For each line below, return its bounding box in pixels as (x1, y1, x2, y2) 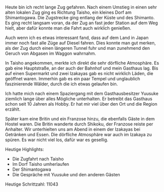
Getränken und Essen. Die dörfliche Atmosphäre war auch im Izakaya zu (5, 132, 152, 137)
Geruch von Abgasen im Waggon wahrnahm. (5, 50, 97, 56)
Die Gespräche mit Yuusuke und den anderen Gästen (12, 172, 121, 177)
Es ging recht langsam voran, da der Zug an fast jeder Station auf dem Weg (5, 20, 158, 26)
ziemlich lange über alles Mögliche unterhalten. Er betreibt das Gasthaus (5, 96, 153, 102)
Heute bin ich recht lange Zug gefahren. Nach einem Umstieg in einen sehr (5, 4, 157, 10)
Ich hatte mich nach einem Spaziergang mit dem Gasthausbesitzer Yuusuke (5, 91, 159, 96)
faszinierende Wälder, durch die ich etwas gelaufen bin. (5, 81, 118, 87)
